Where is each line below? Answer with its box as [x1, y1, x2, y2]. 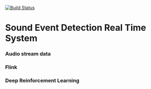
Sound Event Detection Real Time [5, 22, 147, 33]
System [5, 33, 38, 44]
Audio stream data [5, 50, 51, 57]
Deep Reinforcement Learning [5, 77, 80, 84]
